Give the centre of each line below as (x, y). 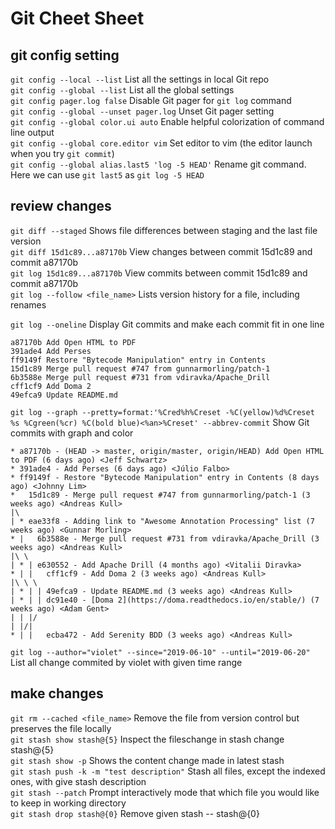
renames (28, 304)
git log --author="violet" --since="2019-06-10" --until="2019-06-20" (160, 652)
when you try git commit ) (62, 153)
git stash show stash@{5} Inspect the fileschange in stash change (147, 739)
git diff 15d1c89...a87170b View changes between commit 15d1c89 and (161, 251)
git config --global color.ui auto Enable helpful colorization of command (167, 121)
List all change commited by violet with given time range (126, 662)
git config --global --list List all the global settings (122, 90)
